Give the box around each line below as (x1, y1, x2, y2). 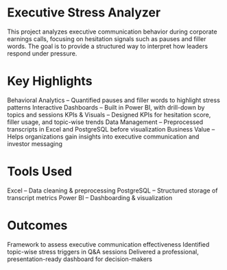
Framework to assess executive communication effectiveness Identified (7, 240, 210, 248)
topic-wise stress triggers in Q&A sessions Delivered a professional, (7, 247, 199, 256)
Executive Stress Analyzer (7, 5, 161, 21)
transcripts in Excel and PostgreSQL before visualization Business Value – (7, 125, 215, 133)
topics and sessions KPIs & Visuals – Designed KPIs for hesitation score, (7, 110, 211, 119)
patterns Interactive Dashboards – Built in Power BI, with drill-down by (7, 103, 205, 111)
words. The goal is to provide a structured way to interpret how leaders (7, 42, 208, 50)
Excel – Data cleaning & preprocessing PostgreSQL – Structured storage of (7, 186, 218, 195)
